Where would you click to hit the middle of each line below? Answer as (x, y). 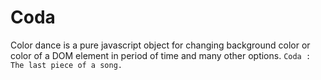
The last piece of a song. (66, 65)
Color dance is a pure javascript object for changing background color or (160, 45)
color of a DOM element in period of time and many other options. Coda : (161, 55)
